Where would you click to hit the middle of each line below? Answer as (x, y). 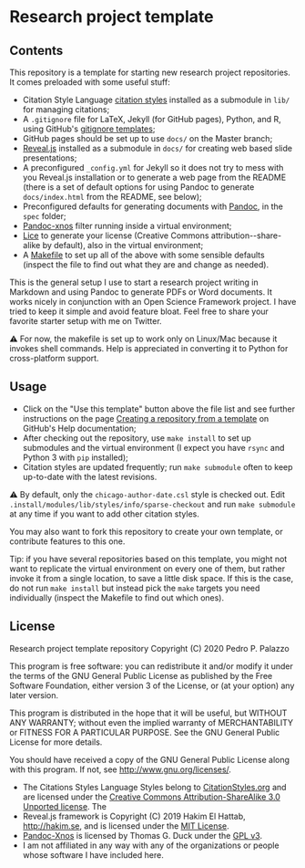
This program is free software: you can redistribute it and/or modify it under (151, 666)
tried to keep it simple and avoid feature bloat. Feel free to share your (139, 311)
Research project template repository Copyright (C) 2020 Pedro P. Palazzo (149, 648)
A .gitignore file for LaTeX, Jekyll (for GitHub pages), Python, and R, (152, 119)
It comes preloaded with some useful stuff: (90, 82)
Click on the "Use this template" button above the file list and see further (159, 409)
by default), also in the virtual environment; (123, 245)
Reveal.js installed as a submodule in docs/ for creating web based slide (158, 148)
